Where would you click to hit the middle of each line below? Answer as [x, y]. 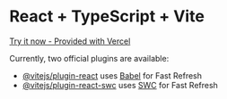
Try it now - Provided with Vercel [70, 41]
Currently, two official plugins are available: [89, 58]
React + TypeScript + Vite [107, 16]
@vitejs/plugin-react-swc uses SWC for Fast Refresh [120, 85]
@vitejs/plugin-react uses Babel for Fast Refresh [112, 75]
